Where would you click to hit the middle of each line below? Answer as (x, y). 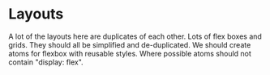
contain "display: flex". (46, 62)
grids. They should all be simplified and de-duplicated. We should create (130, 44)
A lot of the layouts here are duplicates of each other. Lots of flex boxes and (135, 36)
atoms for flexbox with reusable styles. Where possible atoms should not (130, 53)
